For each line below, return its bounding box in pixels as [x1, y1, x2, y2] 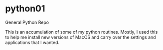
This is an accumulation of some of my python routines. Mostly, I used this [5, 29, 158, 35]
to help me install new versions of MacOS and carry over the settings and [5, 34, 156, 40]
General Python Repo [5, 19, 49, 25]
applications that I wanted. [5, 39, 60, 45]
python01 [5, 3, 45, 14]
